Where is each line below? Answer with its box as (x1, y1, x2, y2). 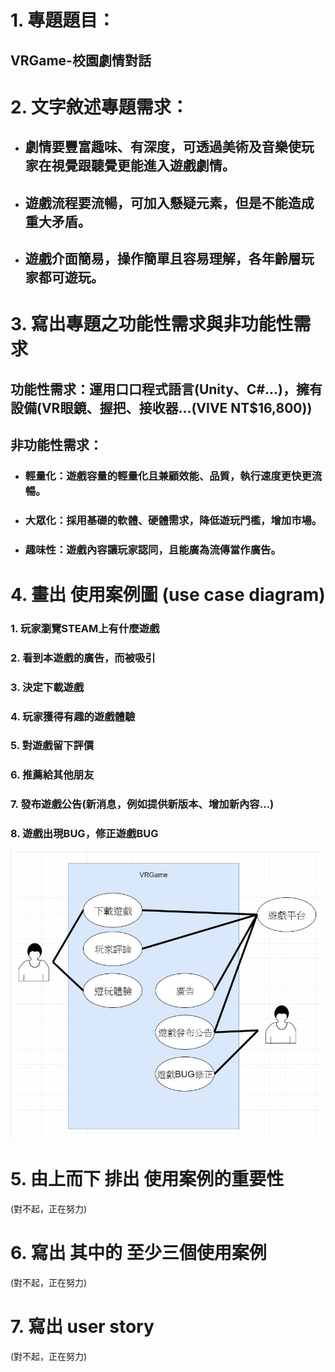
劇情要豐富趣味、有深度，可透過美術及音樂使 (24, 139, 302, 156)
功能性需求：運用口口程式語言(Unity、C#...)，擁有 (10, 381, 323, 398)
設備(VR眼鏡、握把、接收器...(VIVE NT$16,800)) (10, 399, 313, 416)
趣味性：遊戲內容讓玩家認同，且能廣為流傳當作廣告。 (24, 542, 282, 556)
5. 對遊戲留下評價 (10, 739, 95, 753)
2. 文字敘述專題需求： (10, 96, 189, 118)
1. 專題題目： (10, 9, 116, 32)
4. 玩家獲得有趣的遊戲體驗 (10, 709, 136, 723)
